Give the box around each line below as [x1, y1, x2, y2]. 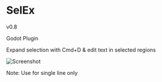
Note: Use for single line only [6, 69, 78, 76]
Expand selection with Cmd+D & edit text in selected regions [6, 46, 156, 53]
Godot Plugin [6, 34, 39, 42]
